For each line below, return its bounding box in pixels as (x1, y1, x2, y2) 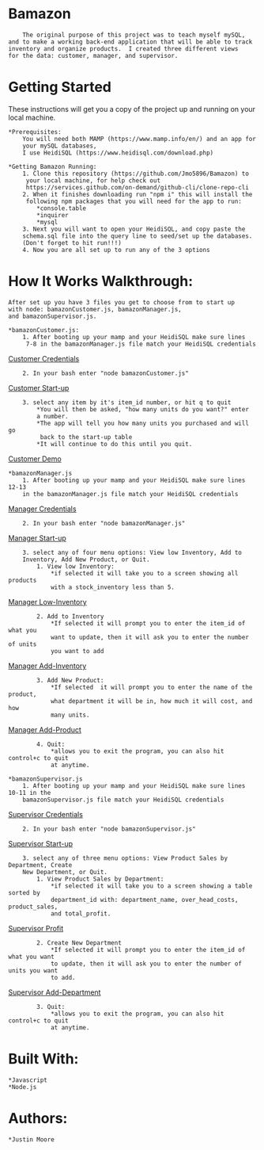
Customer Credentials (8, 353, 80, 363)
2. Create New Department (36, 938, 123, 947)
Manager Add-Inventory (8, 661, 87, 671)
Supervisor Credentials (8, 809, 83, 819)
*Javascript (8, 1075, 47, 1084)
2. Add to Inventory (36, 612, 104, 621)
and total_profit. (50, 909, 111, 918)
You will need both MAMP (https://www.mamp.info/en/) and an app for (22, 135, 257, 143)
